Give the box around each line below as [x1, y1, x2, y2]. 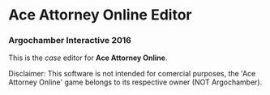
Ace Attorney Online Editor [8, 6, 192, 24]
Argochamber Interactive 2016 [8, 35, 132, 46]
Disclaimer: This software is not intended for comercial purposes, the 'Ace [8, 69, 256, 79]
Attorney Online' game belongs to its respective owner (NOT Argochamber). [8, 77, 263, 87]
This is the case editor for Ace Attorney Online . [8, 53, 168, 63]
